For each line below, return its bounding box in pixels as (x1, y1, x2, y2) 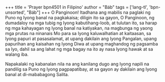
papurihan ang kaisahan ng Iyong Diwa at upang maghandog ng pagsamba (5, 41, 158, 46)
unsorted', (5, 9, 26, 15)
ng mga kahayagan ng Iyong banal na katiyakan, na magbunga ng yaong (5, 25, 153, 31)
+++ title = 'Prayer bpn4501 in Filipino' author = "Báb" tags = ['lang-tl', (5, 4, 148, 10)
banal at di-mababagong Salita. (5, 72, 69, 77)
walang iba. (5, 51, 29, 57)
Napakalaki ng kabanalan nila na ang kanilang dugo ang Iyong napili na (5, 61, 150, 67)
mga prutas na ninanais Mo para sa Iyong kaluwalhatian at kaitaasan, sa (5, 31, 152, 36)
